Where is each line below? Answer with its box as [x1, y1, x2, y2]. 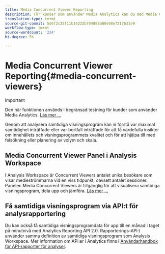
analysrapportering [5, 210, 66, 218]
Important [5, 97, 25, 103]
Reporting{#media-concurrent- [5, 71, 137, 82]
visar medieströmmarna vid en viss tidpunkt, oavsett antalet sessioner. [5, 177, 148, 183]
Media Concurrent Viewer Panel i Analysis [5, 151, 137, 160]
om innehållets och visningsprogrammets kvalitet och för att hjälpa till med [5, 132, 156, 138]
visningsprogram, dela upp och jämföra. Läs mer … [5, 188, 109, 194]
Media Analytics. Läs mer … [5, 112, 61, 118]
